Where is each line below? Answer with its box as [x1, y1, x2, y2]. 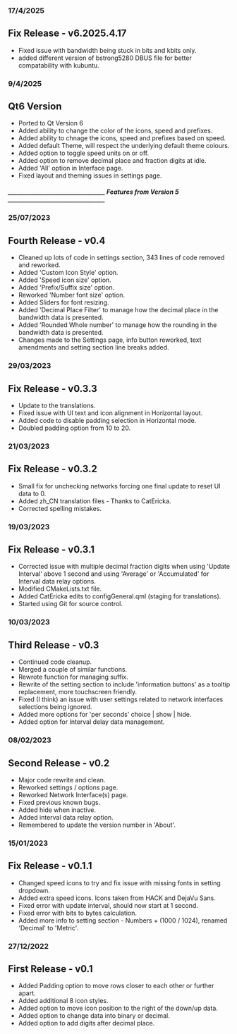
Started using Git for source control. [18, 600, 123, 608]
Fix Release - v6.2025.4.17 [8, 27, 127, 39]
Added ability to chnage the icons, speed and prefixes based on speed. [18, 134, 226, 142]
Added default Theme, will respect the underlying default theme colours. [18, 142, 230, 150]
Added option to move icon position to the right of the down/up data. [18, 1004, 218, 1013]
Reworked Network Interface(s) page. [18, 790, 128, 799]
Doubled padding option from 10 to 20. [18, 424, 131, 432]
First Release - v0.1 [8, 963, 93, 975]
